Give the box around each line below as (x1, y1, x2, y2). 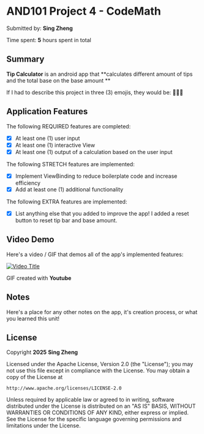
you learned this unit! (6, 315, 60, 322)
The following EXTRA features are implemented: (6, 197, 127, 205)
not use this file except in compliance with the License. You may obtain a (6, 367, 190, 374)
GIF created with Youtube (6, 274, 72, 282)
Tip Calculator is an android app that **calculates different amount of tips (6, 70, 193, 78)
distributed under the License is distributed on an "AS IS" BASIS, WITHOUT (6, 402, 196, 410)
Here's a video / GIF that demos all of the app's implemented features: (6, 251, 184, 258)
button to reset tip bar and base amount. (15, 216, 118, 224)
